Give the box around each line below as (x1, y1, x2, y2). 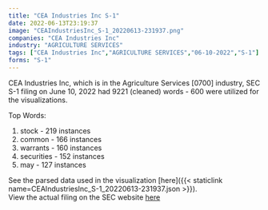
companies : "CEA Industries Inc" (8, 34, 120, 42)
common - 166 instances (19, 134, 102, 144)
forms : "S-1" (8, 57, 52, 65)
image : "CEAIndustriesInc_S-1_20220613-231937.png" (8, 26, 184, 34)
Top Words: (8, 110, 46, 120)
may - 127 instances (19, 160, 86, 169)
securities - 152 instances (19, 151, 106, 160)
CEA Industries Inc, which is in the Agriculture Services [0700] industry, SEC (8, 77, 261, 88)
